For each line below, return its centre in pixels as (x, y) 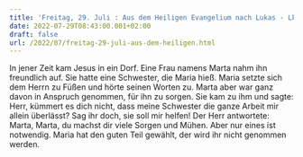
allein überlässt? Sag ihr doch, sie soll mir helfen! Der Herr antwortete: (140, 116)
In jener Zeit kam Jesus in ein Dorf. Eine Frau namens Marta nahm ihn (138, 68)
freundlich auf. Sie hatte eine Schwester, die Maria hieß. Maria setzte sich (146, 78)
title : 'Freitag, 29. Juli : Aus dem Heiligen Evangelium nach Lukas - (147, 17)
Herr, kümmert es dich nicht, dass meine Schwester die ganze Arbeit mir (144, 106)
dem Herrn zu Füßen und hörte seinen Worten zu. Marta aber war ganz (142, 87)
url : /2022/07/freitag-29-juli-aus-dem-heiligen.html (113, 43)
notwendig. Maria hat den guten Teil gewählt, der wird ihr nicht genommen (148, 135)
